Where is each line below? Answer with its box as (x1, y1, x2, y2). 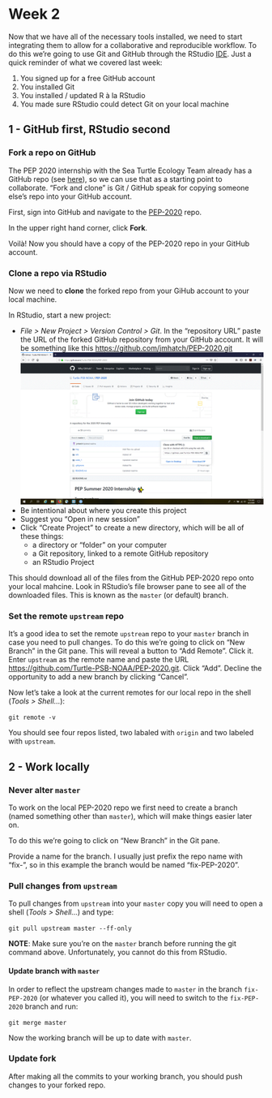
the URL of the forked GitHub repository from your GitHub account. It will (19, 334, 264, 344)
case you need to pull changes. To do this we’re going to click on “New (8, 638, 245, 648)
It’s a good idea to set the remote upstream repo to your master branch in (8, 629, 249, 639)
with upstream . (8, 736, 56, 747)
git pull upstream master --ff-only (8, 924, 132, 933)
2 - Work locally (8, 760, 91, 773)
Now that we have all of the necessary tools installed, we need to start (8, 32, 243, 41)
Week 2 (8, 5, 61, 24)
